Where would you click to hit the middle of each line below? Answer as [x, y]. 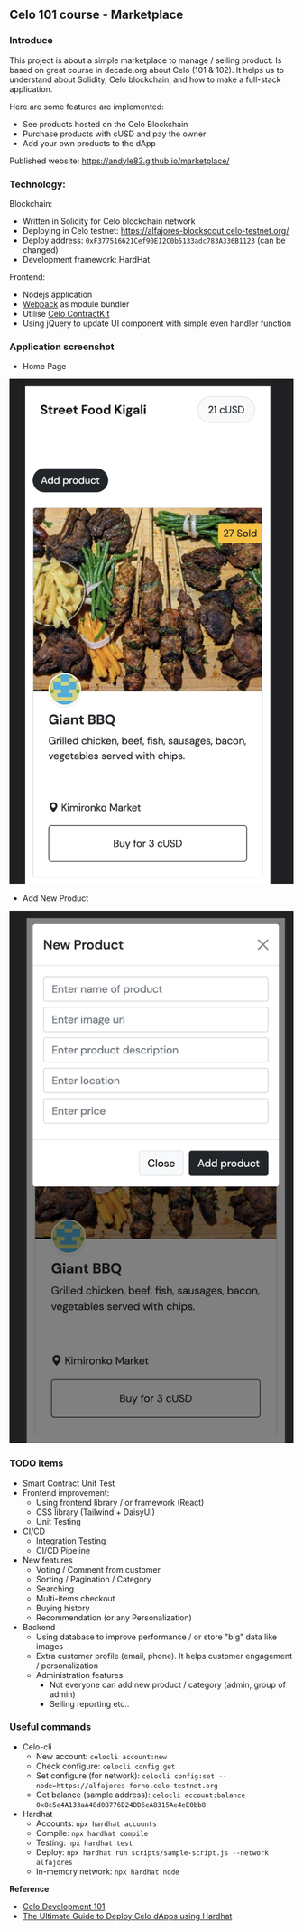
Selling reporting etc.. [89, 1703]
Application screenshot [62, 347]
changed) [40, 250]
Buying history [63, 1608]
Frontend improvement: [66, 1492]
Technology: [37, 184]
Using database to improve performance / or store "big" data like [156, 1637]
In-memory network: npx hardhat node [107, 1871]
